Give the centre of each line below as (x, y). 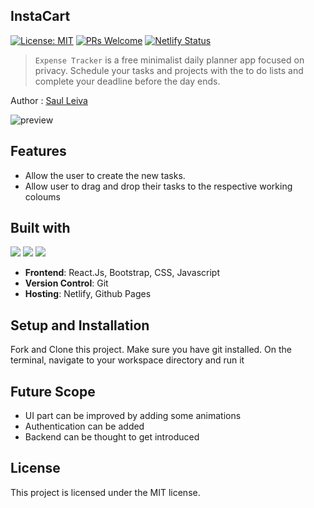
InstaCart (40, 16)
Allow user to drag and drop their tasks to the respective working (158, 186)
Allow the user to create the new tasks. (105, 175)
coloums (42, 196)
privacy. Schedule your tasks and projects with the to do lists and (169, 70)
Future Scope (53, 391)
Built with (40, 228)
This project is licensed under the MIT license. (105, 492)
